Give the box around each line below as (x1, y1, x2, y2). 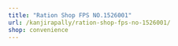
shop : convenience (8, 26, 69, 34)
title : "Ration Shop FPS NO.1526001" (8, 11, 132, 19)
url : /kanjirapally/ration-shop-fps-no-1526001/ (8, 19, 171, 27)
